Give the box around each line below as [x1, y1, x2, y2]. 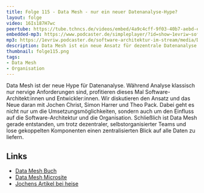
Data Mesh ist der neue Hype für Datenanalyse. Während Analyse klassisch [6, 82, 195, 89]
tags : [6, 54, 20, 60]
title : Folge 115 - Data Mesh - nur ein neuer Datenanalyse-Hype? [6, 8, 178, 15]
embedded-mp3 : [6, 32, 42, 38]
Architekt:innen [6, 95, 44, 102]
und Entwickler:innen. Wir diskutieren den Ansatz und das [45, 95, 191, 102]
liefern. [6, 134, 24, 141]
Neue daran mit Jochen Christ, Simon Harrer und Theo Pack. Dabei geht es [6, 101, 195, 109]
